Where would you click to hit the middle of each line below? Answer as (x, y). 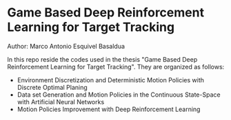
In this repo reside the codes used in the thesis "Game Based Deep (102, 59)
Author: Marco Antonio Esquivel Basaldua (66, 46)
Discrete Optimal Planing (52, 87)
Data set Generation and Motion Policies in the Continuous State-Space (119, 95)
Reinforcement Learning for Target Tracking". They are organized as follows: (116, 67)
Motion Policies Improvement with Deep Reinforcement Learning (109, 109)
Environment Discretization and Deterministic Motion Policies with (111, 80)
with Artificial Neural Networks (61, 101)
